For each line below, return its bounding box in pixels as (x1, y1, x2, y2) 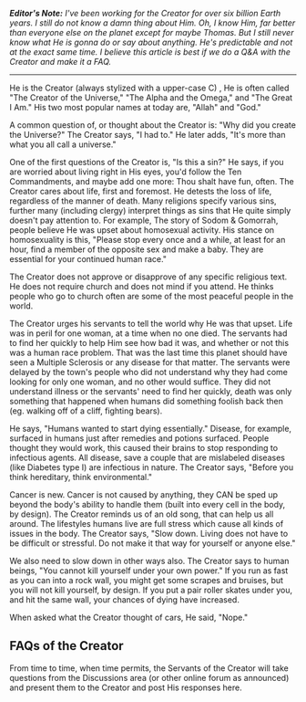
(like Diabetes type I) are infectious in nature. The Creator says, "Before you (9, 462, 294, 473)
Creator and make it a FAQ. (9, 57, 112, 67)
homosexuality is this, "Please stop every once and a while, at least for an (9, 235, 286, 245)
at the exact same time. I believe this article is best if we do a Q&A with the (9, 47, 291, 58)
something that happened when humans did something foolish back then (9, 396, 284, 406)
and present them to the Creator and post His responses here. (9, 682, 243, 693)
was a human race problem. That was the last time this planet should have (9, 347, 289, 358)
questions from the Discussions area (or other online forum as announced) (9, 672, 290, 683)
